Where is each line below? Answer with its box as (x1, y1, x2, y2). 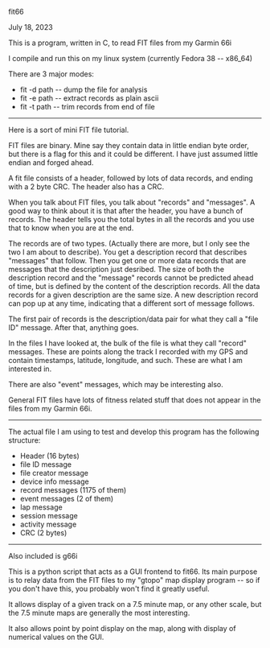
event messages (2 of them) (19, 494, 114, 503)
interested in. (8, 364, 52, 374)
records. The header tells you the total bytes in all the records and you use (8, 215, 255, 224)
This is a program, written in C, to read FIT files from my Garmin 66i (8, 38, 231, 47)
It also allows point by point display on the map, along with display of (8, 624, 236, 633)
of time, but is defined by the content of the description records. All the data (8, 282, 260, 291)
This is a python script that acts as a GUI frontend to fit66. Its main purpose (8, 567, 258, 576)
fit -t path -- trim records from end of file (19, 102, 155, 111)
